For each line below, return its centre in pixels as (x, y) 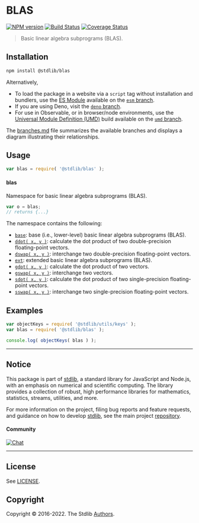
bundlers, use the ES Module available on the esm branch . (85, 100)
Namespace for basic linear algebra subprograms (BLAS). (77, 196)
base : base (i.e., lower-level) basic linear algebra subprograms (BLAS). (100, 235)
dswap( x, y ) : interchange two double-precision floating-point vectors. (103, 254)
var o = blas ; (24, 207)
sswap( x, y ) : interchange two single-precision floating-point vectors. (102, 292)
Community (21, 429)
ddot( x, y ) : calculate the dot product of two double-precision (93, 241)
